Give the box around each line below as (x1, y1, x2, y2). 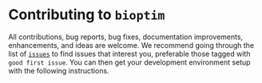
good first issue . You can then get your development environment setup (8, 57, 251, 67)
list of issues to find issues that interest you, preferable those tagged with (8, 49, 251, 58)
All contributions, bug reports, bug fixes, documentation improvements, (8, 32, 244, 41)
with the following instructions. (8, 65, 109, 75)
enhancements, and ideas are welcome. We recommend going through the (8, 40, 254, 49)
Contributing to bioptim (8, 6, 165, 24)
